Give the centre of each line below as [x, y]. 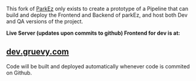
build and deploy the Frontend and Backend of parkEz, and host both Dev [97, 15]
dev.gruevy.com [38, 52]
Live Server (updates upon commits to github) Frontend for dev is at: [93, 33]
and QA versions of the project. [45, 21]
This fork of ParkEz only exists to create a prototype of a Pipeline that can [97, 9]
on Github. [19, 73]
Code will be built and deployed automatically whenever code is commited [98, 66]
